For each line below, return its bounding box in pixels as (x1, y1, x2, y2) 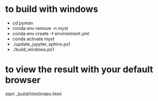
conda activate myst (12, 36, 54, 42)
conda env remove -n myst (12, 25, 68, 31)
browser (5, 75, 41, 86)
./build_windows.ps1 (12, 46, 54, 52)
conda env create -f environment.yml (12, 30, 89, 36)
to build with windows (5, 3, 98, 15)
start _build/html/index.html (5, 91, 61, 97)
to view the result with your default (5, 64, 153, 75)
